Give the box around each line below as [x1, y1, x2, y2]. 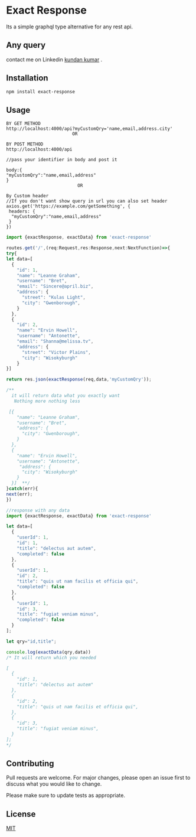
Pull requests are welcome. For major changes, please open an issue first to [6, 774, 191, 781]
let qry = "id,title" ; [6, 639, 57, 644]
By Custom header [6, 193, 49, 199]
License [6, 809, 36, 819]
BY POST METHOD [6, 141, 44, 148]
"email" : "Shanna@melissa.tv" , [17, 338, 94, 344]
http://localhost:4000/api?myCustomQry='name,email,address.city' [6, 126, 173, 132]
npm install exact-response [6, 89, 76, 95]
